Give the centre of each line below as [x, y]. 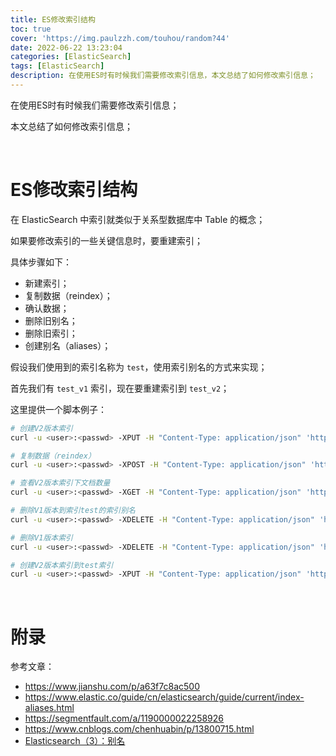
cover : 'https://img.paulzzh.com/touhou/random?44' [120, 38]
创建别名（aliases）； [68, 345]
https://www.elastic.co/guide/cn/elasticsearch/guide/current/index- [164, 697]
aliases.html [49, 708]
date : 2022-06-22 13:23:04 [66, 47]
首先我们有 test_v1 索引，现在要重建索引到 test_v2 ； [120, 388]
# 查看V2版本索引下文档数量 [60, 483]
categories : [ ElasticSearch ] [71, 57]
